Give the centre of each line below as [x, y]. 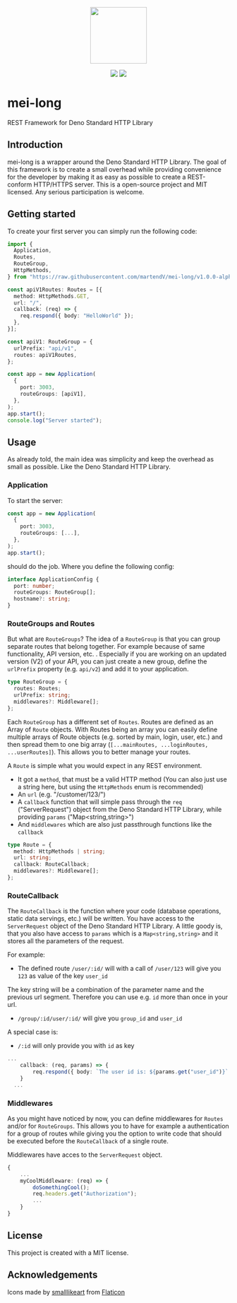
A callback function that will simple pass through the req [99, 801]
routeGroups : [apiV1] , [53, 394]
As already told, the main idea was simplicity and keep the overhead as [110, 459]
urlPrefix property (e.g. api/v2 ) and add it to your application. [98, 669]
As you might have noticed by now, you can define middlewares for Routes [115, 1118]
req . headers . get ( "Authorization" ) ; [85, 1194]
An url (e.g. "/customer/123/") [61, 794]
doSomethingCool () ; [61, 1187]
